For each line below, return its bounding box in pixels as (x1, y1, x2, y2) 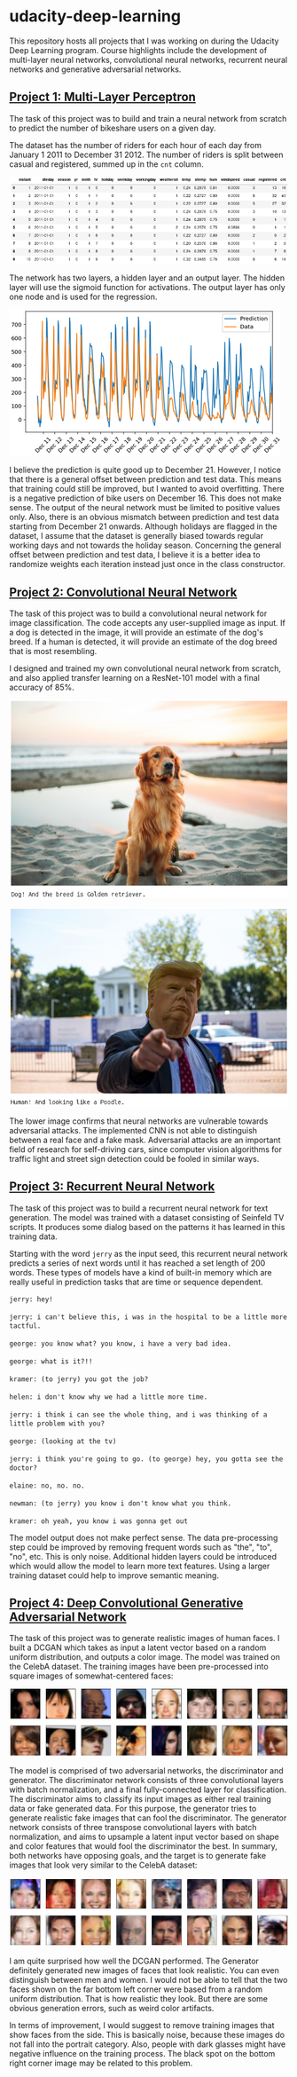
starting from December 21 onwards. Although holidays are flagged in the (9, 521, 277, 532)
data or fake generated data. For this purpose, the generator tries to (9, 1803, 257, 1813)
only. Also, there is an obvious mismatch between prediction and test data (9, 512, 279, 523)
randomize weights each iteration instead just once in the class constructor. (9, 559, 285, 570)
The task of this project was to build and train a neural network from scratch (9, 113, 287, 123)
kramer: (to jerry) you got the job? (9, 1374, 149, 1384)
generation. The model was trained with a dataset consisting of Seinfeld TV (9, 1212, 285, 1222)
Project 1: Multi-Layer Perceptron (9, 90, 197, 105)
